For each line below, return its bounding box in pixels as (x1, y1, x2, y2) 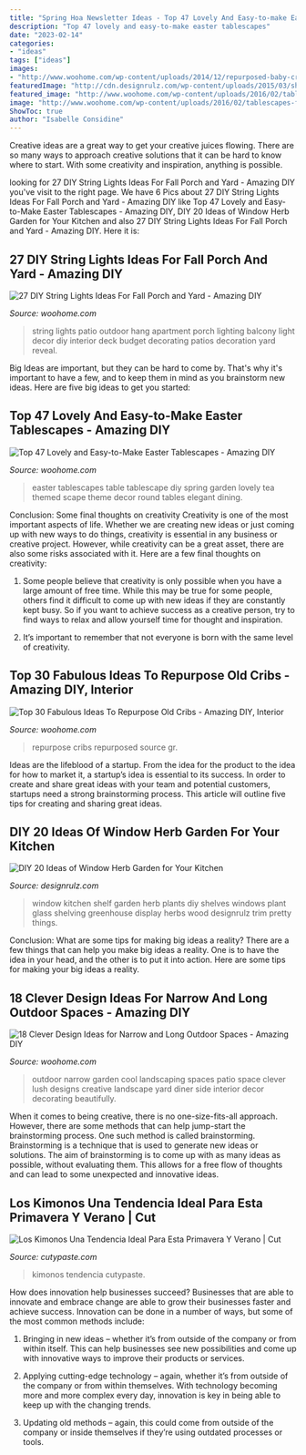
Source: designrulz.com (9, 880, 99, 891)
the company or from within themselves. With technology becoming (22, 1380, 278, 1390)
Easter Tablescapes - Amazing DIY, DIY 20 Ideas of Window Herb (43, 206, 290, 217)
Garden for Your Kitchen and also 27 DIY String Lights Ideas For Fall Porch (9, 216, 288, 227)
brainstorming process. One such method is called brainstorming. (9, 1131, 256, 1142)
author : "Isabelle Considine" (9, 115, 125, 124)
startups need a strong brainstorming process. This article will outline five (9, 788, 286, 799)
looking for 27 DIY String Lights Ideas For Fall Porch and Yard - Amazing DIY (9, 177, 296, 188)
